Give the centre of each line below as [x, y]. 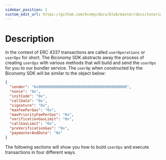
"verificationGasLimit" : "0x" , [42, 119]
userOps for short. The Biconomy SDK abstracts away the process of [75, 58]
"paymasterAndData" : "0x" [36, 133]
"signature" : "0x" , [30, 105]
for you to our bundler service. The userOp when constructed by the [74, 68]
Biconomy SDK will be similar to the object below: [56, 73]
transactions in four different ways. [41, 152]
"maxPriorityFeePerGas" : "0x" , [42, 115]
